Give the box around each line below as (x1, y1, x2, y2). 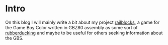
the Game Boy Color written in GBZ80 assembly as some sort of (5, 24, 138, 30)
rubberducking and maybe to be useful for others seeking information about (5, 30, 163, 36)
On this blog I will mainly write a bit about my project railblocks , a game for (5, 19, 160, 25)
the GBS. (5, 35, 24, 41)
